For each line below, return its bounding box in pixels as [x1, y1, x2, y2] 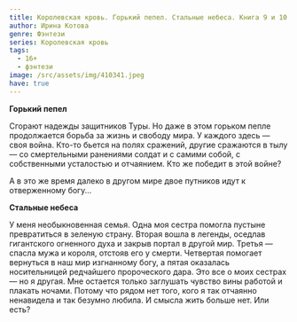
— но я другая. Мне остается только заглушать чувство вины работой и [9, 276, 283, 287]
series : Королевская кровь [9, 37, 109, 47]
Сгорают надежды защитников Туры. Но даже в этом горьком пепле [9, 121, 271, 131]
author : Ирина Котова [9, 21, 90, 30]
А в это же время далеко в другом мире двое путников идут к [9, 175, 246, 186]
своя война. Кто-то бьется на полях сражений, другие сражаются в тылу [9, 139, 288, 150]
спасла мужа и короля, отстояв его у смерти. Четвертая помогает [9, 247, 262, 258]
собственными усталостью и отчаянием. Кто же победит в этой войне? [9, 158, 282, 169]
